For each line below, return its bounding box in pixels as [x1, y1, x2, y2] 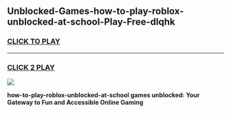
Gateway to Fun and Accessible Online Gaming [7, 98, 144, 106]
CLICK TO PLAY [7, 37, 60, 47]
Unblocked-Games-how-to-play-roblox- [7, 5, 184, 17]
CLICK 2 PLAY [7, 62, 55, 72]
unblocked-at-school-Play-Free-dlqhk [7, 16, 175, 28]
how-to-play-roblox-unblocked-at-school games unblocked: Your [7, 90, 200, 99]
